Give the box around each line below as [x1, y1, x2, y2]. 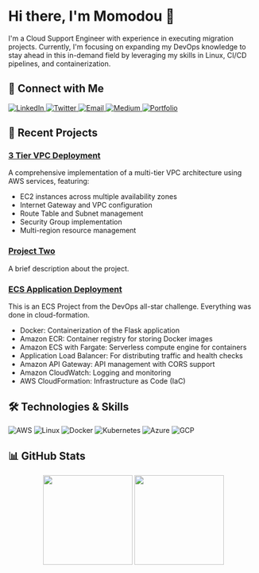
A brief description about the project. [8, 263, 129, 273]
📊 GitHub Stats [8, 450, 86, 463]
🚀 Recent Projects [8, 127, 98, 140]
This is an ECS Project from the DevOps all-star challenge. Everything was [8, 302, 252, 311]
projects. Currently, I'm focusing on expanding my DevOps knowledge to [8, 41, 246, 51]
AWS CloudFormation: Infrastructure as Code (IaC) [19, 376, 186, 386]
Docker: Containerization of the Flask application [19, 325, 180, 335]
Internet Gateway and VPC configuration [19, 201, 153, 210]
